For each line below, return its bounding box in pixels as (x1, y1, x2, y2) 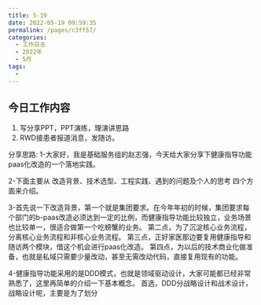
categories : (8, 33, 47, 42)
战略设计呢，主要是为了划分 (8, 288, 98, 298)
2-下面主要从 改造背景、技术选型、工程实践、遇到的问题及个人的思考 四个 (8, 176, 247, 186)
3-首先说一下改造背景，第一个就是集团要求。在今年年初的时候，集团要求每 (8, 203, 250, 212)
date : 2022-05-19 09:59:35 (8, 19, 97, 27)
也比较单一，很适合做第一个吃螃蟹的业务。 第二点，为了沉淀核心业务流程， (8, 222, 252, 232)
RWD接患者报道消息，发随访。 (19, 133, 119, 142)
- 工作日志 (15, 41, 46, 49)
